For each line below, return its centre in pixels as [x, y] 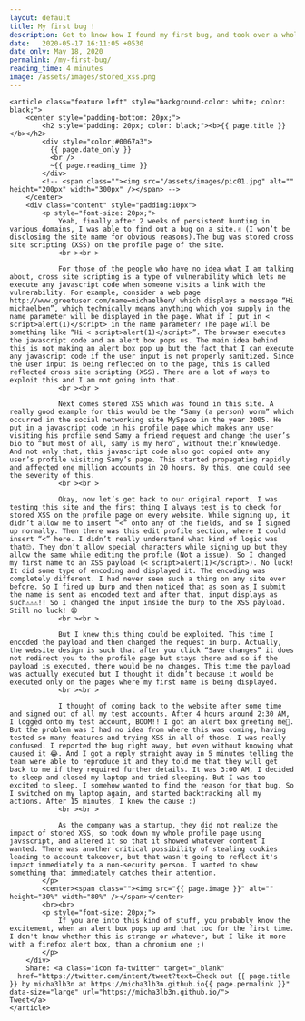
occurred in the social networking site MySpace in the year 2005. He [146, 420]
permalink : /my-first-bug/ [60, 60]
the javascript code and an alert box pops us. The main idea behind [144, 340]
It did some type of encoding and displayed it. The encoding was [138, 570]
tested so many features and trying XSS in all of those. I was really [148, 738]
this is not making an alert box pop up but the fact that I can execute [152, 348]
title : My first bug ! [52, 26]
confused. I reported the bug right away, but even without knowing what [152, 746]
